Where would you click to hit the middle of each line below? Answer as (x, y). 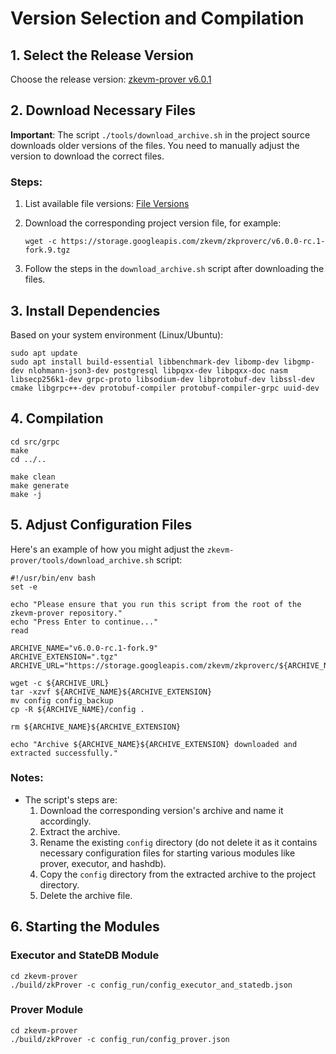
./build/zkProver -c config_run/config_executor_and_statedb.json (151, 985)
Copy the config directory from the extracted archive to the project (177, 874)
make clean (33, 477)
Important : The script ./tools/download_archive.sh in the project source (160, 134)
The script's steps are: (71, 799)
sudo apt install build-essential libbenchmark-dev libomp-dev (145, 362)
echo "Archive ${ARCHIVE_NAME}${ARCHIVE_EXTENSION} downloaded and (154, 744)
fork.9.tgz (47, 250)
